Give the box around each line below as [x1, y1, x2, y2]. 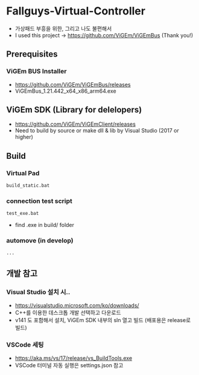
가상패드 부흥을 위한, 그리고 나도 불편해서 [14, 25, 112, 32]
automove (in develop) [6, 237, 74, 245]
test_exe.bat [6, 211, 39, 217]
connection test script [6, 197, 72, 205]
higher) [14, 134, 33, 141]
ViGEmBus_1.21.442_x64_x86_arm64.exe [14, 87, 116, 95]
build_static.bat [6, 182, 50, 189]
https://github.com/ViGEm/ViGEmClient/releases [14, 120, 136, 128]
